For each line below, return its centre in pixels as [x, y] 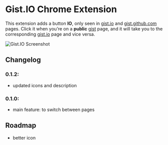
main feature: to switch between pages [54, 110]
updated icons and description [45, 85]
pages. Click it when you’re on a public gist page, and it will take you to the [84, 28]
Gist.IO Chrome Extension [61, 9]
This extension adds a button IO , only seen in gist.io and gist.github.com [81, 23]
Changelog [23, 60]
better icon [24, 137]
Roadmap [21, 125]
